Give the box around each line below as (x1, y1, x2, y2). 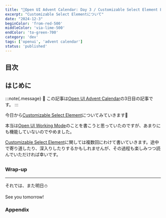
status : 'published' (5, 44, 48, 49)
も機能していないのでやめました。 (5, 128, 75, 134)
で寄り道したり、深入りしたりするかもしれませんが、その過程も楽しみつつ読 (5, 145, 161, 151)
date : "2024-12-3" (5, 16, 43, 21)
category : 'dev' (5, 35, 39, 40)
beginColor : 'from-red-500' (5, 21, 63, 26)
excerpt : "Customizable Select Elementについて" (5, 12, 104, 17)
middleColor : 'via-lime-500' (5, 26, 65, 31)
